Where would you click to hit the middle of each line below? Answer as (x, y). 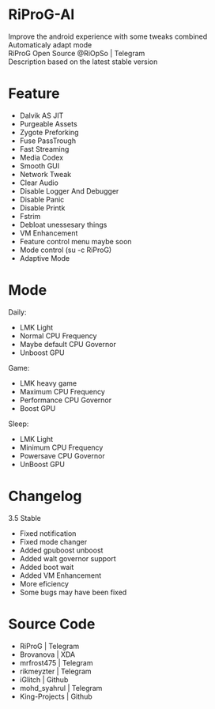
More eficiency (44, 583)
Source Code (52, 624)
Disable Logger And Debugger (69, 190)
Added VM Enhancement (60, 575)
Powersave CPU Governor (62, 455)
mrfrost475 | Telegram (56, 662)
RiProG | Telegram (49, 646)
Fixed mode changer (53, 541)
